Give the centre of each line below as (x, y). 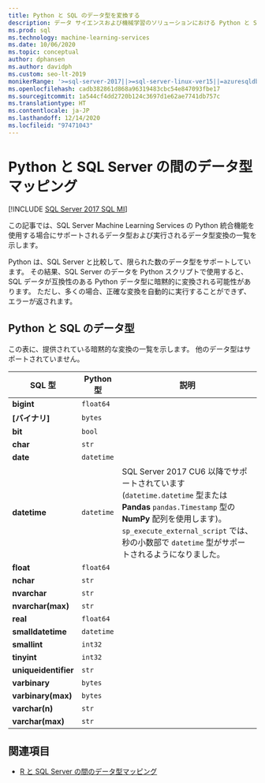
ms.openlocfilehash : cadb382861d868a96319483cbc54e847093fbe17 (114, 89)
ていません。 (63, 359)
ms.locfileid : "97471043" (50, 125)
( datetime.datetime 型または (175, 495)
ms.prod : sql (30, 30)
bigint (23, 404)
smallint (28, 644)
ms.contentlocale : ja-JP (49, 111)
